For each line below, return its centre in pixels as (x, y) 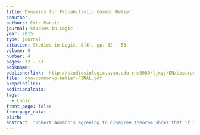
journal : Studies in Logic (40, 28)
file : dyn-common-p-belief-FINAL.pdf (54, 78)
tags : (13, 95)
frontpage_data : (26, 112)
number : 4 (18, 56)
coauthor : (18, 17)
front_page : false (29, 106)
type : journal (24, 39)
